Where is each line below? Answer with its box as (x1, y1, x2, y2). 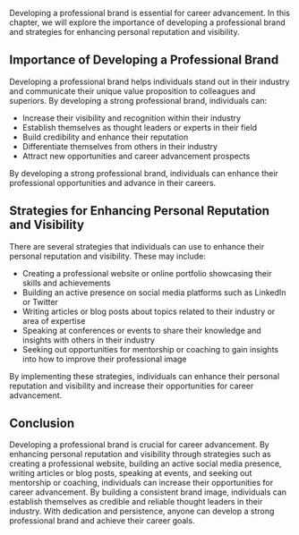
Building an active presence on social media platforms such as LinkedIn (21, 286, 286, 298)
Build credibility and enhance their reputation (21, 132, 189, 142)
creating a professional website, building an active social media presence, (9, 458, 282, 469)
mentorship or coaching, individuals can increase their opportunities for (9, 478, 274, 488)
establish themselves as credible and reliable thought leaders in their (9, 497, 263, 507)
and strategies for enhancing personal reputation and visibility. (9, 27, 240, 37)
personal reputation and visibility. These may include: (9, 251, 206, 261)
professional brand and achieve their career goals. (9, 515, 195, 526)
